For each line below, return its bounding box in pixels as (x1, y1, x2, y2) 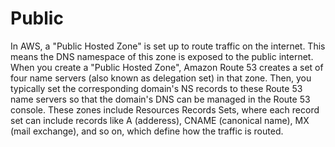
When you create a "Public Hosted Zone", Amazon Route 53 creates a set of (10, 61, 324, 73)
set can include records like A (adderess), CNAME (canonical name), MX (10, 114, 310, 126)
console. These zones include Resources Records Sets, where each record (10, 103, 320, 116)
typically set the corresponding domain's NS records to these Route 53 (10, 82, 303, 94)
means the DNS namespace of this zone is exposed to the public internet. (10, 50, 314, 62)
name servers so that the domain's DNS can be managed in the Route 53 (10, 93, 311, 105)
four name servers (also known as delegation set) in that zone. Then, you (10, 72, 312, 84)
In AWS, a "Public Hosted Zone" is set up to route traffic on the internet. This (10, 40, 326, 52)
